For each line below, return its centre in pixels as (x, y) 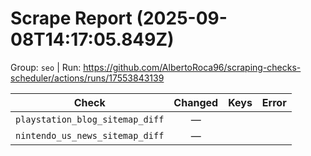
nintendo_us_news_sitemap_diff (90, 135)
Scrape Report (71, 18)
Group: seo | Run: (46, 67)
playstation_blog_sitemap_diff (90, 119)
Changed (196, 102)
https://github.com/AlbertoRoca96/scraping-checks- (192, 67)
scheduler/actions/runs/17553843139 (87, 78)
